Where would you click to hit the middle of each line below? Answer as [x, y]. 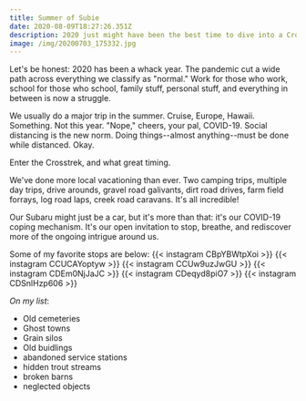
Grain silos [42, 338]
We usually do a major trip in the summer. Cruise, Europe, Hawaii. [132, 116]
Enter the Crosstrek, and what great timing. [90, 163]
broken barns [48, 377]
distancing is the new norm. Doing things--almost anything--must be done [149, 135]
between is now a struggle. [60, 98]
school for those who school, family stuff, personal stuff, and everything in [149, 88]
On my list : [30, 301]
